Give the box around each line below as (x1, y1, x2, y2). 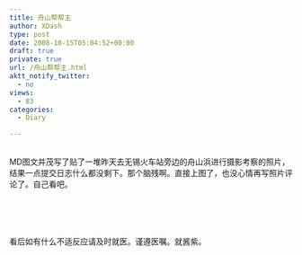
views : (9, 88, 34, 97)
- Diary (17, 113, 47, 122)
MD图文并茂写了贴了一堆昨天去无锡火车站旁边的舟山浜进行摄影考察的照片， (9, 156, 290, 167)
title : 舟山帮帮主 (9, 13, 72, 22)
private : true (9, 55, 63, 64)
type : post (9, 30, 50, 39)
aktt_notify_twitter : (9, 72, 91, 81)
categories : (9, 105, 54, 114)
